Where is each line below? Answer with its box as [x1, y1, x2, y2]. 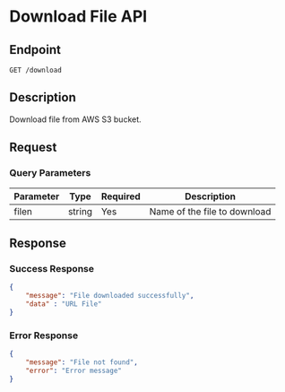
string [67, 205, 92, 217]
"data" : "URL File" [25, 299, 102, 309]
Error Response [9, 329, 79, 342]
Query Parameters [9, 167, 91, 179]
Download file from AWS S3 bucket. [9, 114, 142, 125]
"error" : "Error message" [25, 366, 123, 375]
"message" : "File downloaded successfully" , [25, 292, 194, 301]
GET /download [9, 65, 63, 74]
